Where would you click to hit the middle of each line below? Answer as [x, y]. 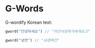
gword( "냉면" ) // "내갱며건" [32, 40]
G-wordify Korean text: [29, 22]
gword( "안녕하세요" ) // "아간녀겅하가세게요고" [48, 31]
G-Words [24, 9]
